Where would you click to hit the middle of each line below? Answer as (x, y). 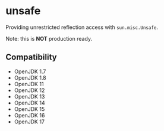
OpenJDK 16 (29, 115)
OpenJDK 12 (29, 90)
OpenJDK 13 (29, 96)
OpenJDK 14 (29, 103)
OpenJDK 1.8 (30, 77)
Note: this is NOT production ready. (49, 38)
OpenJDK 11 (29, 84)
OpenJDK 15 (29, 109)
